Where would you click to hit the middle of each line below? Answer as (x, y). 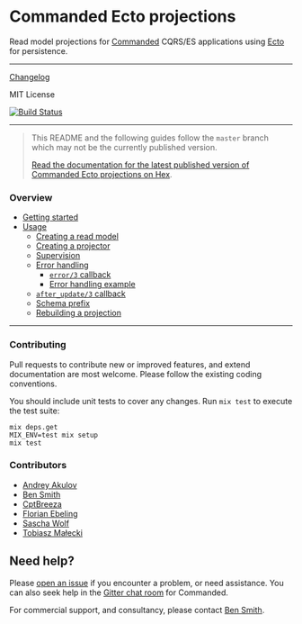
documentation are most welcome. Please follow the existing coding (136, 374)
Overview (31, 197)
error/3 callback (80, 275)
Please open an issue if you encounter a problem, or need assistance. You (147, 583)
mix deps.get (34, 427)
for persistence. (39, 50)
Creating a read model (77, 237)
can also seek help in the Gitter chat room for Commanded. (119, 592)
